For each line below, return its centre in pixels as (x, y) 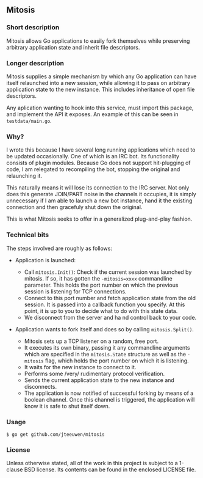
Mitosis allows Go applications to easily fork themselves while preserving (98, 41)
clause (15, 469)
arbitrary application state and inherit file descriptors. (73, 47)
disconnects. (40, 386)
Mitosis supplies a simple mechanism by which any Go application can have (101, 76)
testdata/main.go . (29, 120)
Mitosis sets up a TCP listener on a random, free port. (91, 341)
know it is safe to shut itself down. (67, 406)
